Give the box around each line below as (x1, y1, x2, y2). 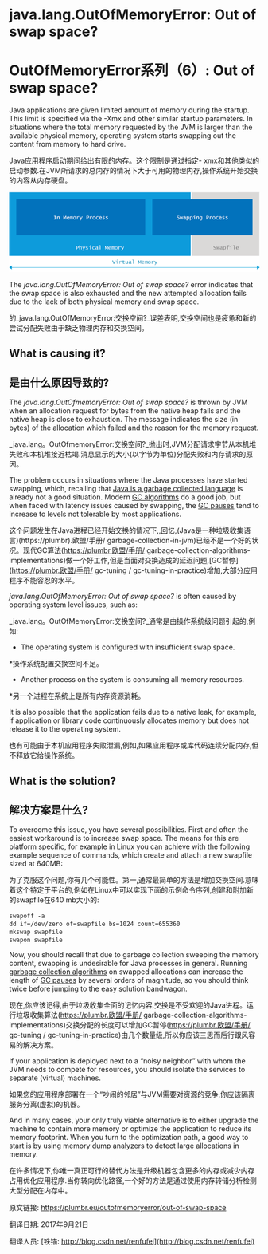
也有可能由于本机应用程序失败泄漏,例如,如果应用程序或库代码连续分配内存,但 (9, 740, 259, 751)
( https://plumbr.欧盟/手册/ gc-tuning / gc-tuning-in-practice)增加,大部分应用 (9, 566, 258, 575)
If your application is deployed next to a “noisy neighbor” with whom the (9, 1056, 246, 1066)
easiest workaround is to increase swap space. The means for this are (9, 834, 239, 843)
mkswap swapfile (9, 928, 63, 937)
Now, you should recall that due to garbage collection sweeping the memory (9, 950, 259, 960)
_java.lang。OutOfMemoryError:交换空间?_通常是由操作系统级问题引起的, (9, 617, 249, 626)
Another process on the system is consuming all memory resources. (20, 675, 245, 684)
